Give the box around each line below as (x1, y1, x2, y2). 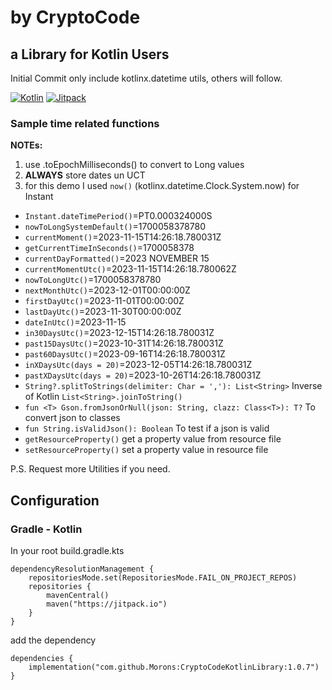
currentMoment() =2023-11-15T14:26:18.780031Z (24, 231, 222, 243)
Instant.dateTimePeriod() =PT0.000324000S (24, 210, 213, 222)
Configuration (10, 492, 100, 509)
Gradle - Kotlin (10, 522, 83, 536)
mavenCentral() (46, 590, 110, 600)
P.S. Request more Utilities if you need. (10, 463, 171, 475)
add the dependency (10, 634, 97, 646)
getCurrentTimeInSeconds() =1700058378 (24, 242, 195, 254)
